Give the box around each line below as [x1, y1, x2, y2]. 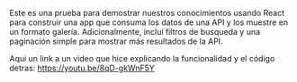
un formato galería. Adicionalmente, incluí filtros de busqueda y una [9, 27, 261, 37]
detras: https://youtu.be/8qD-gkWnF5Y [9, 62, 155, 73]
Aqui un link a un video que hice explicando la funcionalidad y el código [9, 53, 275, 63]
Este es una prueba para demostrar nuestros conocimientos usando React [9, 8, 285, 18]
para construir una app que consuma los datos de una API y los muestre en [9, 17, 289, 28]
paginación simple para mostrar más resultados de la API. [9, 36, 223, 46]
